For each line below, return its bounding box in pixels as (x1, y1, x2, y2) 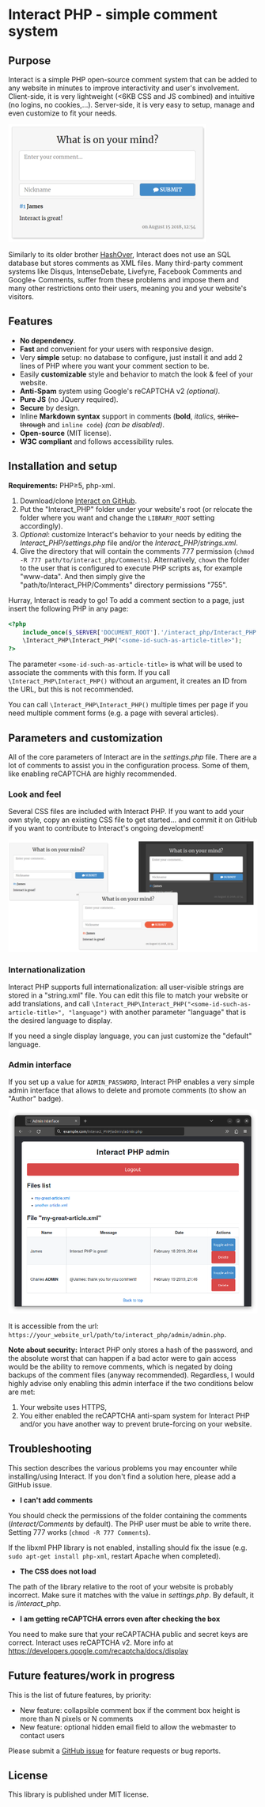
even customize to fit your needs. (8, 108, 117, 118)
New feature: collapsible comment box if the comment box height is (19, 1705, 240, 1714)
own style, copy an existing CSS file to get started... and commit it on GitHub (8, 815, 258, 824)
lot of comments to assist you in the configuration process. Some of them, (8, 760, 250, 770)
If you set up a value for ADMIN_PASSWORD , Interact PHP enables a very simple (8, 1078, 256, 1087)
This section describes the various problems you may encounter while (8, 1463, 237, 1472)
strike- (217, 411, 239, 421)
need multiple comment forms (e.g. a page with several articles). (8, 708, 219, 718)
